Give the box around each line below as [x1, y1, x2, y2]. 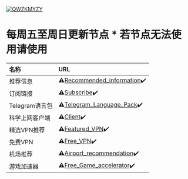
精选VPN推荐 [9, 126, 45, 134]
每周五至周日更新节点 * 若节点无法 [6, 28, 172, 41]
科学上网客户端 [9, 114, 51, 122]
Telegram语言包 [9, 102, 53, 110]
